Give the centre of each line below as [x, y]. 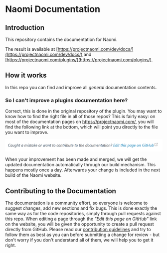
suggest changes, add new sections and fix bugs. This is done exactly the [81, 208]
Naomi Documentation [53, 9]
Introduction [25, 28]
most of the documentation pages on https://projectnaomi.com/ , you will [80, 122]
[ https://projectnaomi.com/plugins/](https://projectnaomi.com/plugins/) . [79, 60]
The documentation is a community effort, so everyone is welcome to [77, 203]
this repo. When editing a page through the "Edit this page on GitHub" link [81, 219]
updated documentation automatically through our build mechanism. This [81, 165]
